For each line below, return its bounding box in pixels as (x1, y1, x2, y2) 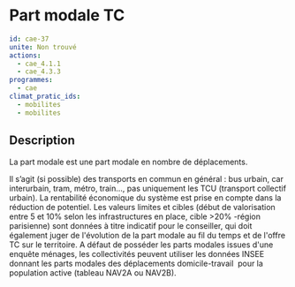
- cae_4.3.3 (17, 67, 62, 76)
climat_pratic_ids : (9, 92, 81, 102)
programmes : (9, 76, 53, 85)
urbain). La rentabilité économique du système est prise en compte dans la (9, 192, 282, 203)
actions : (9, 50, 42, 60)
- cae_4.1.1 (17, 59, 62, 68)
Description (9, 133, 75, 148)
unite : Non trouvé (9, 42, 77, 51)
